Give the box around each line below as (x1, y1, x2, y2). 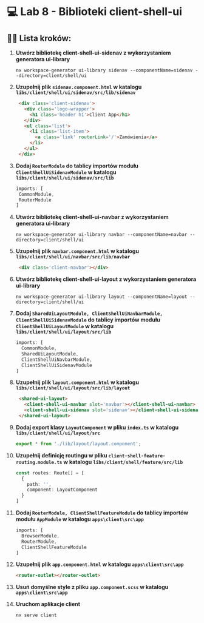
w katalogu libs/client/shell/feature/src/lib (63, 458, 183, 465)
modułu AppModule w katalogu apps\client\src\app (15, 516, 144, 522)
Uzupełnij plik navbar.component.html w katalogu (15, 248, 139, 255)
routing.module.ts (15, 459, 63, 465)
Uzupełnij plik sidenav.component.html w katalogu (15, 83, 142, 90)
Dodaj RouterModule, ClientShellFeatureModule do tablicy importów (15, 509, 189, 516)
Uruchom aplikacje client (15, 601, 81, 608)
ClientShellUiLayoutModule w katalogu (15, 323, 114, 330)
